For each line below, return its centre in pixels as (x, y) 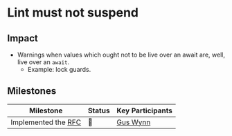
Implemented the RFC (46, 122)
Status (99, 110)
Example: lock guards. (59, 69)
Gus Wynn (134, 122)
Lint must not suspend (73, 13)
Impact (23, 38)
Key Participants (145, 110)
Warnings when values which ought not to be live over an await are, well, (121, 55)
